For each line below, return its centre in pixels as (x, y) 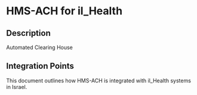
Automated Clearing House (40, 47)
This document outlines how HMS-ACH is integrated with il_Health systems (98, 80)
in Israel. (17, 87)
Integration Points (40, 66)
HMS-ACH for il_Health (64, 11)
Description (28, 33)
